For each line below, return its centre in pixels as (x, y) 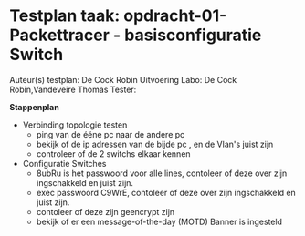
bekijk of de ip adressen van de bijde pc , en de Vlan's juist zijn (155, 144)
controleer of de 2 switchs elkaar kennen (113, 154)
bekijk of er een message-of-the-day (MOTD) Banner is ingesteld (159, 221)
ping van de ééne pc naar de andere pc (110, 134)
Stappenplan (34, 107)
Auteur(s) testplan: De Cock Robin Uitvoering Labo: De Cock (123, 79)
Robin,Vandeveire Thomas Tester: (73, 89)
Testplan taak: (65, 16)
